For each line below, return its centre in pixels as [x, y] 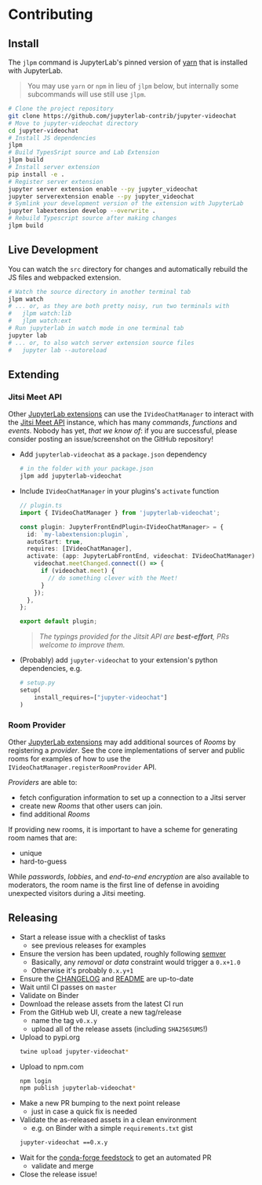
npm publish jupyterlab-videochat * [78, 1088]
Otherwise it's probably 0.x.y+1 [82, 970]
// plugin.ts [41, 505]
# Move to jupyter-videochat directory [73, 123]
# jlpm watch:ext [40, 321]
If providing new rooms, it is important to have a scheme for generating [123, 829]
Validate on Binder [49, 995]
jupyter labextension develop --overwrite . [82, 211]
